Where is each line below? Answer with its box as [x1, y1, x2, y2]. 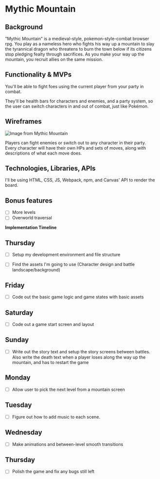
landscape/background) [12, 267, 61, 273]
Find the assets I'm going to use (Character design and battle [12, 262, 135, 268]
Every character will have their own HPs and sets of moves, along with [5, 145, 146, 151]
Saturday [5, 308, 34, 317]
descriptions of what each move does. [5, 150, 82, 156]
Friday [5, 281, 25, 289]
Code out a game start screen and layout [12, 322, 94, 327]
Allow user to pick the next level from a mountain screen [12, 386, 125, 392]
